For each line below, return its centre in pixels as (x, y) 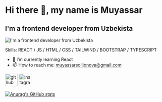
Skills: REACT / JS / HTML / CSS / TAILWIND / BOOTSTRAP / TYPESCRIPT (81, 50)
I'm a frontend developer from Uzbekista (69, 28)
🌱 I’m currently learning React (43, 59)
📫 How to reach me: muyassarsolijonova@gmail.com (67, 65)
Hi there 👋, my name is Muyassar (74, 10)
